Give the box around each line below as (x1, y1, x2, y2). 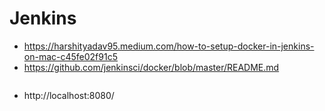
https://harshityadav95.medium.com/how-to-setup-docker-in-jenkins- (23, 40, 315, 52)
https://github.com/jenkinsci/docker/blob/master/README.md (23, 61, 280, 73)
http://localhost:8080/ (23, 89, 115, 101)
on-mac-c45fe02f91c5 (23, 50, 118, 62)
